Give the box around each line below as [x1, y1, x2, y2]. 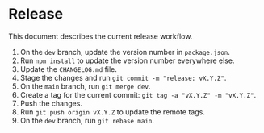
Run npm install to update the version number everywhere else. [19, 56, 235, 65]
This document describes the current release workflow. [8, 31, 193, 41]
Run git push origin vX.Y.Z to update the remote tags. [19, 106, 206, 117]
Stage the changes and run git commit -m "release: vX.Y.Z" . [19, 73, 227, 82]
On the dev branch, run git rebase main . [19, 115, 155, 125]
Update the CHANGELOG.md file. [19, 64, 117, 73]
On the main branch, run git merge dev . [19, 81, 151, 91]
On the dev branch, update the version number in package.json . [19, 47, 230, 56]
